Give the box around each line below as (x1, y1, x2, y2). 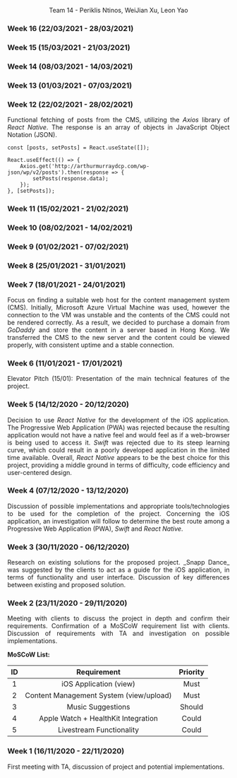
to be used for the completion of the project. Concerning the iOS (7, 509, 230, 518)
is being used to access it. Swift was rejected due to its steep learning (7, 438, 231, 447)
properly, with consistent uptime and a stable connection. (7, 341, 175, 349)
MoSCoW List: (7, 650, 51, 659)
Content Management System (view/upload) (25, 690, 172, 700)
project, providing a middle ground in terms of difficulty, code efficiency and (7, 461, 230, 469)
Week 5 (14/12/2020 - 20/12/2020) (7, 399, 129, 409)
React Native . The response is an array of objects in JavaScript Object (7, 123, 231, 131)
